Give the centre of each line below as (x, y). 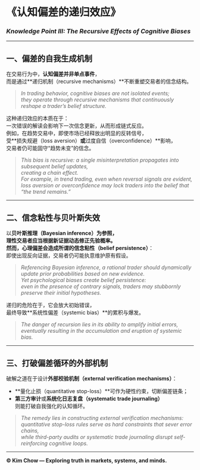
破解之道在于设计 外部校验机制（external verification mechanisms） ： (92, 378)
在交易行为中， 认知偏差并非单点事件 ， (53, 74)
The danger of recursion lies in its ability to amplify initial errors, (99, 324)
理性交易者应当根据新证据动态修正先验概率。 (61, 241)
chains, (30, 431)
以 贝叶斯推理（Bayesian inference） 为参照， (62, 233)
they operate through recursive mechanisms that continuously (97, 100)
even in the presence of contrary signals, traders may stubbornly (101, 286)
